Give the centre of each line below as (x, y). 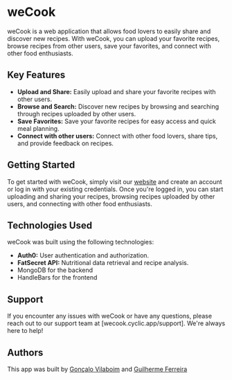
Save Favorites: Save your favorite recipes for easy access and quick (117, 121)
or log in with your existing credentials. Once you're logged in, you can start (115, 189)
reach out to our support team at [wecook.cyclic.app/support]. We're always (116, 323)
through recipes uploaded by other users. (77, 114)
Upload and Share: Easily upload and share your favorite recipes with (116, 91)
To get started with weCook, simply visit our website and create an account (115, 181)
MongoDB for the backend (55, 270)
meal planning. (38, 128)
